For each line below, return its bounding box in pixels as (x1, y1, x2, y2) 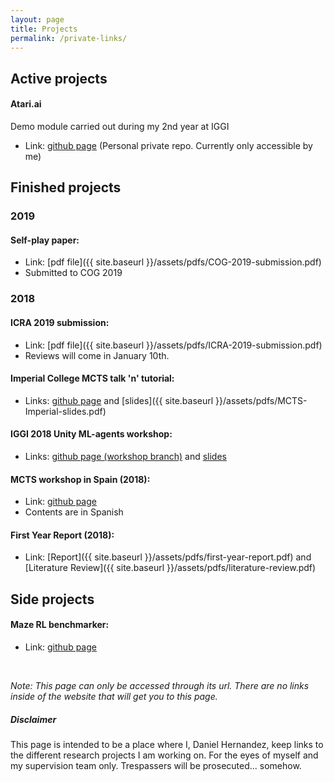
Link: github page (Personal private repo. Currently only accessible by (24, 139, 313, 151)
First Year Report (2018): (10, 529, 115, 541)
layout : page (10, 14, 65, 25)
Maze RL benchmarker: (10, 619, 110, 631)
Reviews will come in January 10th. (24, 349, 170, 361)
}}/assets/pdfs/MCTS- (215, 394, 308, 406)
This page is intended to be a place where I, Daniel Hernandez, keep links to (10, 738, 324, 750)
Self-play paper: (10, 234, 80, 246)
